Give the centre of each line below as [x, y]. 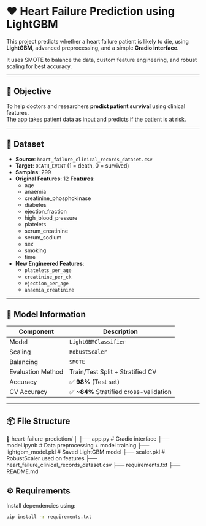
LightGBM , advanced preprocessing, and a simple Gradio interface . [93, 48]
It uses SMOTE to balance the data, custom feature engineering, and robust [102, 60]
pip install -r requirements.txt [49, 517]
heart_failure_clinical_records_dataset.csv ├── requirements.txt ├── [93, 465]
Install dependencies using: [41, 505]
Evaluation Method [36, 372]
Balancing [24, 362]
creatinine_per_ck [48, 277]
